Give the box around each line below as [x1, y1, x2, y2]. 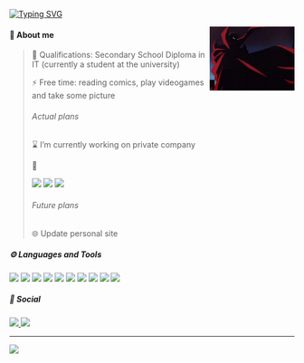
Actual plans [31, 110, 80, 121]
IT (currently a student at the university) [31, 59, 181, 70]
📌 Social [9, 294, 41, 305]
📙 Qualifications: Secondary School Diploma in [31, 50, 205, 61]
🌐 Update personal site [31, 227, 119, 239]
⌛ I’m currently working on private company [31, 139, 196, 150]
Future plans [31, 200, 80, 210]
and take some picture [31, 91, 116, 101]
